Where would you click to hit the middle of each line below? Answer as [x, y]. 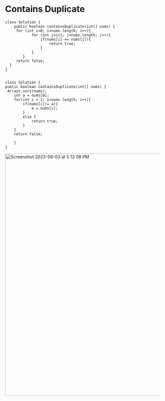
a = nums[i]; [44, 108]
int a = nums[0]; [32, 95]
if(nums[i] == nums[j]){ [66, 39]
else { [29, 117]
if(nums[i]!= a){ [40, 104]
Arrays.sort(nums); [27, 91]
